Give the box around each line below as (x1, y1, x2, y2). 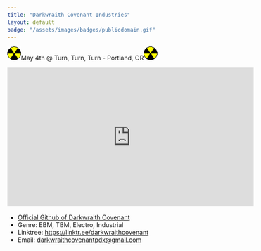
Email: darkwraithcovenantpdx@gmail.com (17, 236, 142, 244)
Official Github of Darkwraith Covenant (17, 213, 130, 221)
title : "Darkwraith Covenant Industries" (7, 11, 131, 18)
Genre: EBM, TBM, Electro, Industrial (17, 221, 124, 229)
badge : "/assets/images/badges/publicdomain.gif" (7, 26, 156, 33)
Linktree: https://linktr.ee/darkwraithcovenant (17, 229, 149, 237)
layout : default (7, 18, 55, 26)
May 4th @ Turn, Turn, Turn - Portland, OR (20, 53, 144, 63)
